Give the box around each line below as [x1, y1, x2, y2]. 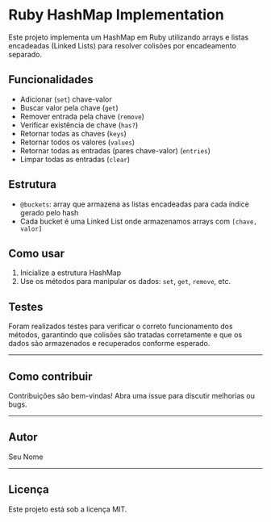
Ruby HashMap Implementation [8, 6, 224, 24]
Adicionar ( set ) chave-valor [19, 94, 113, 104]
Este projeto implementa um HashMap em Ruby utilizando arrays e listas [8, 32, 249, 42]
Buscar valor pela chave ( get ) [19, 102, 119, 112]
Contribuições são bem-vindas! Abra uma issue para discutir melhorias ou [8, 391, 256, 400]
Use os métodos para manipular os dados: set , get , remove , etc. [19, 277, 231, 286]
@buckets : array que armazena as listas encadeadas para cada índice [19, 199, 250, 209]
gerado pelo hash [19, 207, 79, 217]
